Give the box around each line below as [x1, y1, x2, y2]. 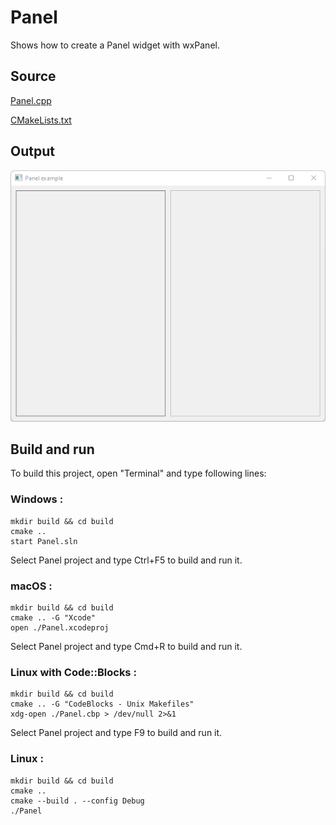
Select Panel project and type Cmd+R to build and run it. [10, 640, 243, 652]
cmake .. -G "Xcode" [10, 612, 97, 623]
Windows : [10, 492, 64, 506]
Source [10, 68, 57, 85]
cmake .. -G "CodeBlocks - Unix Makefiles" [10, 699, 195, 710]
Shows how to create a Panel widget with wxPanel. [10, 39, 220, 51]
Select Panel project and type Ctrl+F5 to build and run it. [10, 554, 243, 566]
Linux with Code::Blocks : [10, 665, 137, 679]
